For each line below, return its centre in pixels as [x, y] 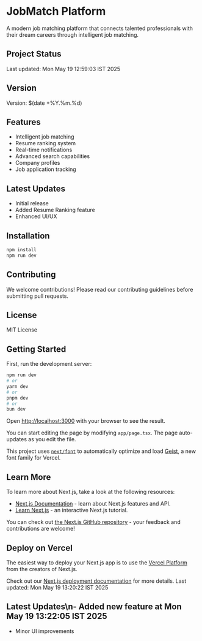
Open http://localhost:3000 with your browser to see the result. [86, 421]
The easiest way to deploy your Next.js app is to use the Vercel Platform [97, 563]
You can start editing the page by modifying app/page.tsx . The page [92, 433]
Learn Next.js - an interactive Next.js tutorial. [71, 510]
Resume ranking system [45, 143]
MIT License [22, 330]
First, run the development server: [49, 364]
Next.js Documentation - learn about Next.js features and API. [93, 504]
